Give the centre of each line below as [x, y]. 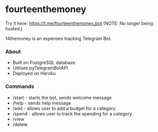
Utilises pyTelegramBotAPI [40, 68]
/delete [20, 124]
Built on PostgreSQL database [44, 63]
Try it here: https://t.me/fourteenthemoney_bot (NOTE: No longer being [79, 23]
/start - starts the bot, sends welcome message [62, 98]
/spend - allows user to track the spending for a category [72, 114]
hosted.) [14, 28]
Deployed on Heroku [34, 73]
